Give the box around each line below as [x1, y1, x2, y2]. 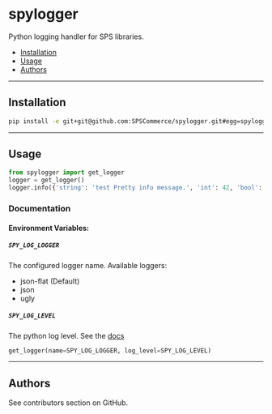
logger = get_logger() [8, 176, 85, 185]
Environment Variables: [8, 223, 90, 233]
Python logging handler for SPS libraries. [8, 32, 144, 41]
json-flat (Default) [19, 276, 80, 286]
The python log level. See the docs [8, 331, 125, 340]
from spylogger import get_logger [8, 169, 125, 177]
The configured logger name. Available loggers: [8, 260, 168, 270]
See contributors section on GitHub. [8, 398, 129, 408]
